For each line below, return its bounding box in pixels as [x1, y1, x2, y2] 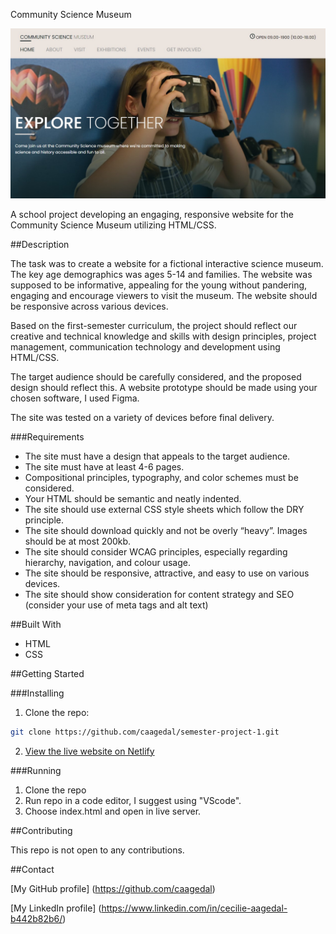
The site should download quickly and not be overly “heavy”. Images [24, 524, 308, 536]
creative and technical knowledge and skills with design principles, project [10, 330, 317, 342]
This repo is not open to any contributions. [10, 844, 185, 856]
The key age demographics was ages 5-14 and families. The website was [10, 268, 313, 280]
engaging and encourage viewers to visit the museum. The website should [10, 289, 318, 301]
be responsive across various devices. [10, 300, 169, 312]
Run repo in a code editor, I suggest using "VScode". [24, 794, 242, 806]
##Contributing [10, 824, 73, 836]
